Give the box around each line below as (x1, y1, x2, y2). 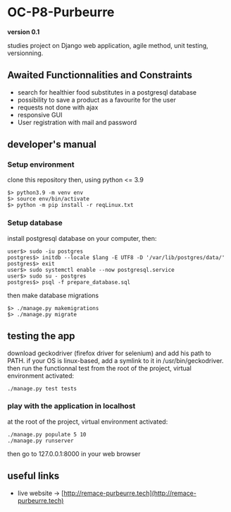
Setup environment (7, 160, 75, 169)
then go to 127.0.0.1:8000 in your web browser (7, 449, 141, 458)
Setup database (7, 218, 63, 228)
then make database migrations (7, 291, 99, 299)
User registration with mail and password (17, 118, 137, 126)
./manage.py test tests (7, 385, 77, 392)
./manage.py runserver (7, 437, 74, 444)
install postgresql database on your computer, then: (7, 234, 157, 242)
